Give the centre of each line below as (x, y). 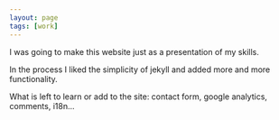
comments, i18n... (42, 106)
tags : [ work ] (34, 26)
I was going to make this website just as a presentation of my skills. (135, 51)
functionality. (34, 78)
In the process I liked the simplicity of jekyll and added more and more (140, 69)
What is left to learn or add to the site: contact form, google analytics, (139, 97)
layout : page (34, 18)
